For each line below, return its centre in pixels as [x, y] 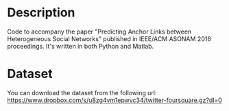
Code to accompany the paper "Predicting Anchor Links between [99, 32]
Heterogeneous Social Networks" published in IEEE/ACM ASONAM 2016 [109, 38]
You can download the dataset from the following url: [82, 92]
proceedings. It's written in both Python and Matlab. [81, 46]
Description [41, 13]
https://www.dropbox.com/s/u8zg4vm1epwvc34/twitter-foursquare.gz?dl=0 [115, 100]
